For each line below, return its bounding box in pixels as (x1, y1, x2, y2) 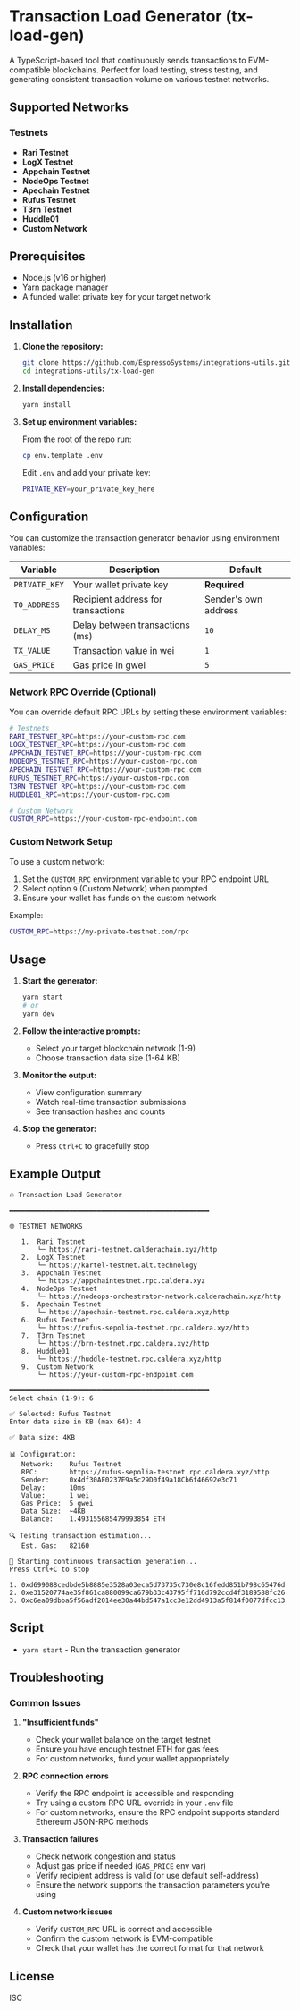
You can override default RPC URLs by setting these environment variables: (9, 706, 287, 717)
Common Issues (9, 1696, 82, 1709)
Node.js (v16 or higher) (21, 273, 107, 283)
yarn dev (21, 1009, 55, 1018)
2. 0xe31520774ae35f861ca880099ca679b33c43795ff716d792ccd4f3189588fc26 (9, 1588, 286, 1597)
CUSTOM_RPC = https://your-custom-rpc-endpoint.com (9, 815, 198, 823)
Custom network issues (21, 1906, 113, 1917)
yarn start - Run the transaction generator (21, 1643, 181, 1655)
